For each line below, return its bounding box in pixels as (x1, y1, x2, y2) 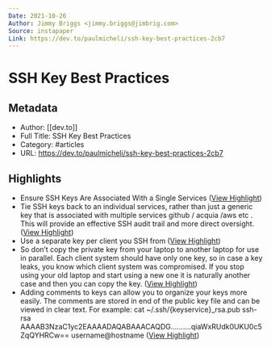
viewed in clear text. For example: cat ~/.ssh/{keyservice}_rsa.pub (19, 304, 240, 315)
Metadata (8, 101, 58, 115)
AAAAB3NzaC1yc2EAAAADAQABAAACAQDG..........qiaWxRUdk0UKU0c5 (19, 322, 262, 332)
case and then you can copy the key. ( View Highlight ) (19, 279, 198, 289)
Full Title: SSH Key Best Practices (19, 131, 131, 141)
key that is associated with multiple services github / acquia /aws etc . (19, 211, 253, 220)
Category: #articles (19, 140, 85, 149)
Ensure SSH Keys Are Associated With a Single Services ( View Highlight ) (19, 193, 262, 203)
